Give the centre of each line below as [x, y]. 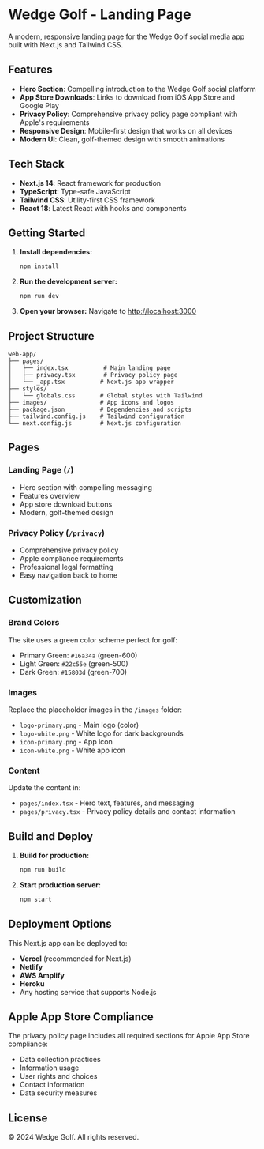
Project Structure [51, 336]
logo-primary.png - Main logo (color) [79, 725]
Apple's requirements [54, 122]
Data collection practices [60, 1060]
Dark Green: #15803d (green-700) [73, 672]
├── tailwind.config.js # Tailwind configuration [97, 416]
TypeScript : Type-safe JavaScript [75, 191]
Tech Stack [36, 164]
